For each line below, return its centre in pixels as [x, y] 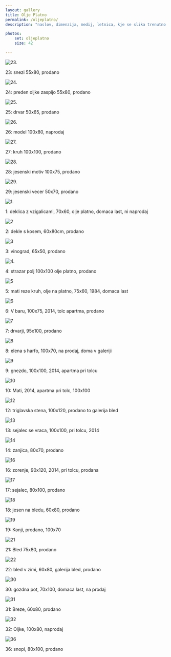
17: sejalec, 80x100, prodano [35, 490]
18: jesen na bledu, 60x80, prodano [43, 510]
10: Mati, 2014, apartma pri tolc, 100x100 [48, 390]
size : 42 [24, 43]
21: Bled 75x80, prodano [31, 549]
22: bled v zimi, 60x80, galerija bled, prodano [53, 569]
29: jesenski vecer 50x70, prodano [42, 191]
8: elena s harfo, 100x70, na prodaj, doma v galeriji [58, 351]
